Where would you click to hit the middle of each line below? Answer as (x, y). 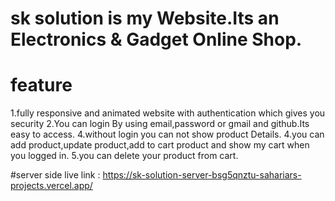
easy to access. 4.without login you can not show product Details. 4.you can (167, 134)
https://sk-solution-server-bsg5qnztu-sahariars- (202, 175)
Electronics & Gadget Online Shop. (156, 39)
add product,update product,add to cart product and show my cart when (160, 145)
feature (41, 85)
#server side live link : (55, 175)
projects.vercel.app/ (51, 186)
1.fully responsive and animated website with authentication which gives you (168, 113)
